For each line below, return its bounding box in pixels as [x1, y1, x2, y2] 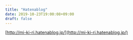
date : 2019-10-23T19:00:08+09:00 [5, 12, 74, 17]
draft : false [5, 16, 32, 21]
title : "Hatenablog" [5, 7, 48, 12]
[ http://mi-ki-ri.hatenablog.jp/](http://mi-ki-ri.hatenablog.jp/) [5, 30, 128, 36]
